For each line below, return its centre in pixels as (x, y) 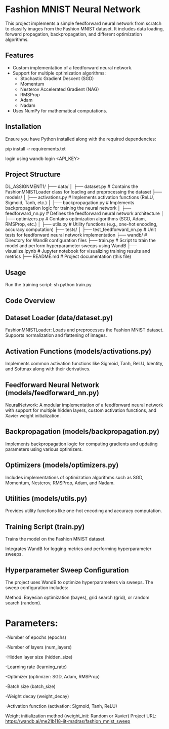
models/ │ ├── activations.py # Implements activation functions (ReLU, (80, 197)
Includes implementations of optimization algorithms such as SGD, (74, 477)
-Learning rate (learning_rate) (36, 667)
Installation (23, 127)
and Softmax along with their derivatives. (48, 369)
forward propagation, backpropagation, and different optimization (74, 34)
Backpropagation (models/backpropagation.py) (82, 432)
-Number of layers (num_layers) (38, 647)
